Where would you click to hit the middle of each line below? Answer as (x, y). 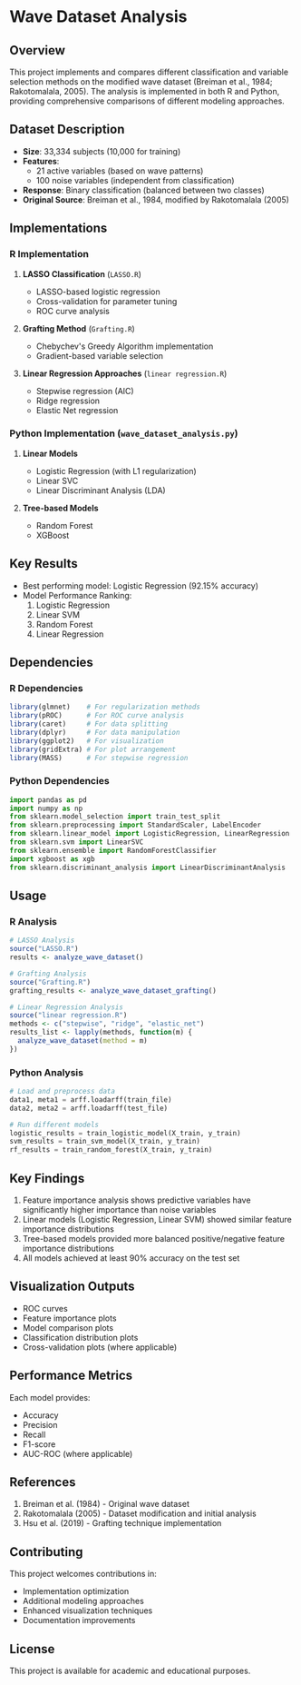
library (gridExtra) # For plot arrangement (93, 749)
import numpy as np (46, 808)
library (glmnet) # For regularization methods (105, 707)
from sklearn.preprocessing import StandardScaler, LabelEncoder (135, 825)
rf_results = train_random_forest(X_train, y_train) (111, 1150)
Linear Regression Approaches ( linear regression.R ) (125, 373)
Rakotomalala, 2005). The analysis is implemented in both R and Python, (145, 91)
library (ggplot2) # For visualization (87, 741)
